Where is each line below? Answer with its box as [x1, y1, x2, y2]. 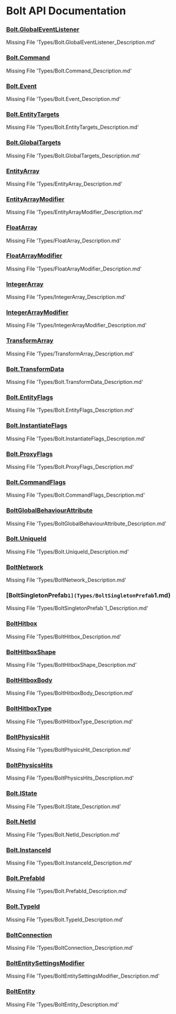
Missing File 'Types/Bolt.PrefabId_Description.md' [6, 888, 128, 895]
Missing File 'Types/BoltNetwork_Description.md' [6, 577, 127, 584]
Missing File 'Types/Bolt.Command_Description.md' [6, 67, 132, 74]
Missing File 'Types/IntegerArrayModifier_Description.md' [6, 322, 147, 329]
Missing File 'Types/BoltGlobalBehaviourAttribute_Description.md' [6, 520, 167, 527]
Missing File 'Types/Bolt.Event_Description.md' [6, 96, 121, 103]
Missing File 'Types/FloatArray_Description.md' [6, 237, 121, 244]
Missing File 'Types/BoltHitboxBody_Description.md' [6, 689, 134, 697]
